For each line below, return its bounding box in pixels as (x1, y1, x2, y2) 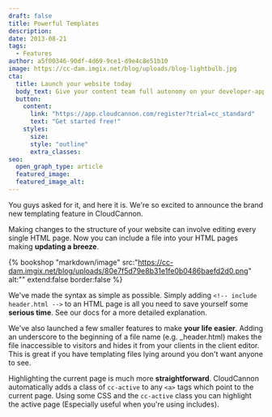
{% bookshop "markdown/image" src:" (8, 257, 138, 267)
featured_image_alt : (15, 178, 85, 187)
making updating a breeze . (8, 241, 100, 251)
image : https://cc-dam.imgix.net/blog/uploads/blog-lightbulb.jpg (8, 65, 237, 73)
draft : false (8, 11, 53, 20)
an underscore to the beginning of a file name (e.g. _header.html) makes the (8, 332, 262, 342)
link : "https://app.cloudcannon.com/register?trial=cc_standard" (29, 110, 255, 118)
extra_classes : (29, 148, 82, 156)
